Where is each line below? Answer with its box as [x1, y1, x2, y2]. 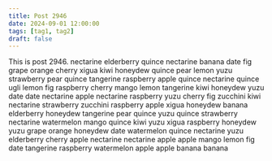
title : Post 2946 [8, 11, 67, 20]
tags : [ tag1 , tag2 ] [8, 27, 75, 35]
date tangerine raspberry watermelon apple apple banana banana [8, 143, 229, 153]
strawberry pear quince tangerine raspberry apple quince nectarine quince [8, 74, 260, 84]
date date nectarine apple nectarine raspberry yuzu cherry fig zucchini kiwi [8, 91, 261, 102]
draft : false [8, 34, 53, 43]
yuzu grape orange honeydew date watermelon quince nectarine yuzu [8, 126, 244, 136]
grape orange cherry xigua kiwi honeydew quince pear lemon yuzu [8, 66, 233, 76]
